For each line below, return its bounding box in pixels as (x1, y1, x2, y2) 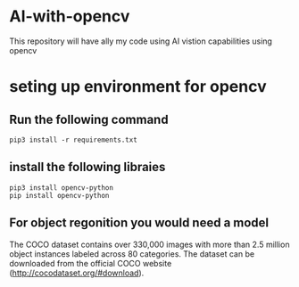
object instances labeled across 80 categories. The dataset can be (9, 248, 255, 259)
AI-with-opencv (9, 6, 130, 27)
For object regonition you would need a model (9, 216, 270, 231)
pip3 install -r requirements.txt (9, 135, 138, 144)
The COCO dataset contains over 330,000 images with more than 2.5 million (9, 239, 290, 250)
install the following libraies (9, 160, 166, 175)
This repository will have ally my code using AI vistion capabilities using (9, 36, 272, 46)
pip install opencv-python (9, 191, 110, 200)
